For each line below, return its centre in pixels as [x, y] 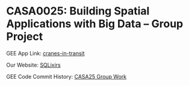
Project [25, 37]
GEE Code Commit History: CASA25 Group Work [67, 76]
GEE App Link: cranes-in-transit [46, 53]
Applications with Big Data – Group [95, 24]
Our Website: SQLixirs [34, 65]
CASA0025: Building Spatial [78, 11]
